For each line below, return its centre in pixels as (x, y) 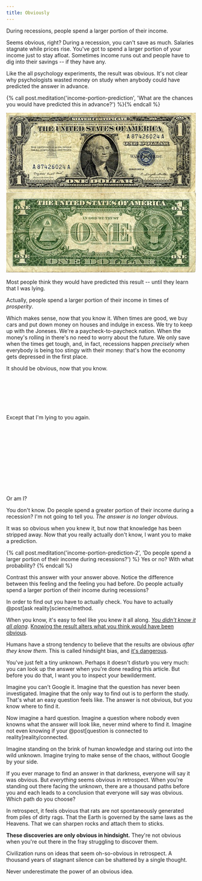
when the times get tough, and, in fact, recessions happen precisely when (98, 343)
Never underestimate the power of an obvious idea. (70, 871)
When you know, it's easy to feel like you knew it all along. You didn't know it (101, 620)
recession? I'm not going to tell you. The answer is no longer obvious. (92, 517)
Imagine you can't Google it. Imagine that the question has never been (93, 687)
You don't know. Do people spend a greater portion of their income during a (100, 510)
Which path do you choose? (41, 799)
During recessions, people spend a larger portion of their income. (87, 31)
